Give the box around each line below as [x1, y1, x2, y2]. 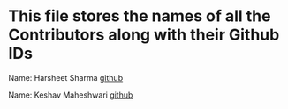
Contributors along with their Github [8, 25, 280, 45]
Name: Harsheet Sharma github [8, 72, 124, 83]
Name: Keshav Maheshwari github [8, 90, 133, 100]
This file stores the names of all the [8, 6, 271, 26]
